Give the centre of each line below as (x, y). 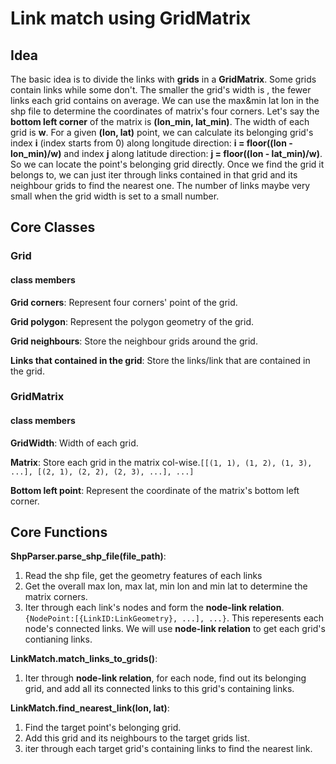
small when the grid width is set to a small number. (115, 196)
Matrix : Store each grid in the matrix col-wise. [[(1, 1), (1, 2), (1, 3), (161, 462)
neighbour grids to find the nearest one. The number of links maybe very (160, 185)
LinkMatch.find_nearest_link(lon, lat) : (90, 708)
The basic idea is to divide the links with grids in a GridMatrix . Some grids (163, 79)
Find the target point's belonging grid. (103, 728)
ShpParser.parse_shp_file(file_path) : (88, 556)
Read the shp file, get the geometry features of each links (143, 576)
